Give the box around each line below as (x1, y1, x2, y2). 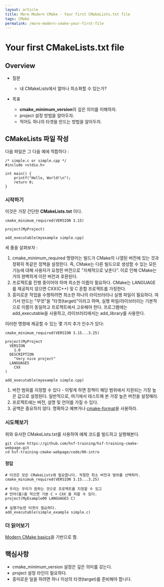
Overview (5, 61, 36, 70)
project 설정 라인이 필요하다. (12, 570, 67, 576)
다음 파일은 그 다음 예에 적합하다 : (5, 148, 69, 155)
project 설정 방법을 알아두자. (19, 112, 74, 118)
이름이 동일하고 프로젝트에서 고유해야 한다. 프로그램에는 (21, 304, 128, 310)
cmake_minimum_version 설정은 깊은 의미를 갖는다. (12, 563, 113, 570)
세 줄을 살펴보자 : (5, 245, 38, 251)
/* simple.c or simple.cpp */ (5, 158, 67, 164)
